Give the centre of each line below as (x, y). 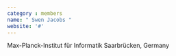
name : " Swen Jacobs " (39, 20)
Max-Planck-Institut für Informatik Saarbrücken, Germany (88, 46)
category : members (35, 13)
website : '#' (26, 26)
